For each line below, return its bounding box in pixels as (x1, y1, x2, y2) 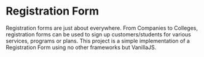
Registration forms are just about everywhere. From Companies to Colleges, (6, 24, 198, 32)
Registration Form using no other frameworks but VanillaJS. (6, 44, 157, 51)
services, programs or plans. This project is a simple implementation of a (6, 37, 190, 44)
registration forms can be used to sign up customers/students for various (6, 30, 192, 38)
